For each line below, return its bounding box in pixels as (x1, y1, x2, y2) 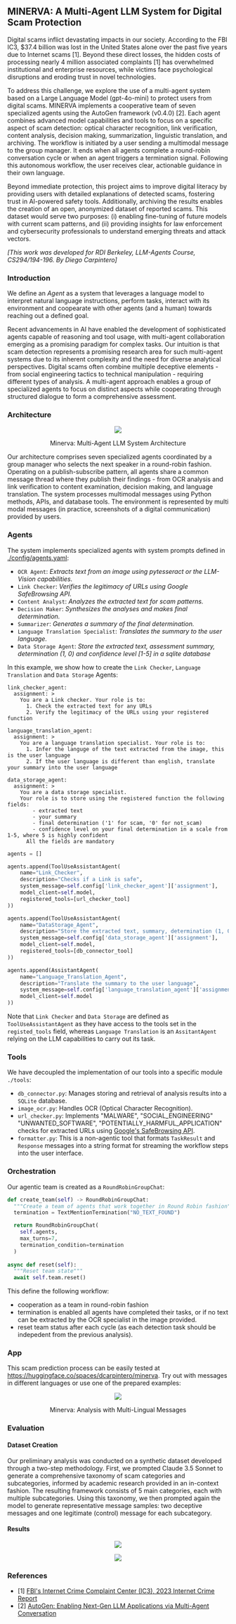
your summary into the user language (7, 764, 118, 771)
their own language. (7, 168, 65, 177)
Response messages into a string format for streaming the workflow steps (17, 1142, 229, 1150)
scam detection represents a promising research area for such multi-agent (7, 347, 223, 356)
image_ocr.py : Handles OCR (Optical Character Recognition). (17, 1104, 193, 1113)
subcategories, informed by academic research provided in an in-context (7, 1478, 219, 1487)
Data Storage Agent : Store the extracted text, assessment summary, (17, 641, 216, 650)
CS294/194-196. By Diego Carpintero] (7, 255, 117, 264)
